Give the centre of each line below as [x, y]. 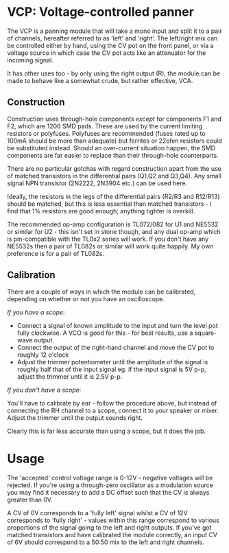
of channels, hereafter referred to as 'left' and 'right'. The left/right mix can [112, 38]
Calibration [32, 275]
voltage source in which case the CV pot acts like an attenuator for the [107, 53]
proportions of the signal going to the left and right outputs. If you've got [109, 527]
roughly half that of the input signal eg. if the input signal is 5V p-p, [112, 369]
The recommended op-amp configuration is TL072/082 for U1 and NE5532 [113, 224]
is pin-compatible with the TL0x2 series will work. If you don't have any [108, 239]
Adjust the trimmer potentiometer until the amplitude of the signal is [112, 362]
